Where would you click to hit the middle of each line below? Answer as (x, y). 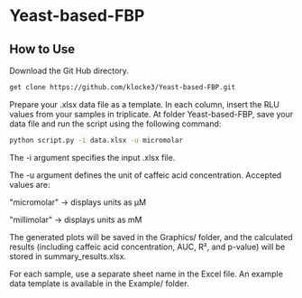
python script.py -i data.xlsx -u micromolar (96, 140)
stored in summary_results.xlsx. (68, 256)
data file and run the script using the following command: (115, 124)
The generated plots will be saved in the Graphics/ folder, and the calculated (151, 237)
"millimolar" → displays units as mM (76, 219)
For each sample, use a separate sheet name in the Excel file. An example (146, 274)
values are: (30, 184)
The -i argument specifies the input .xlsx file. (92, 157)
